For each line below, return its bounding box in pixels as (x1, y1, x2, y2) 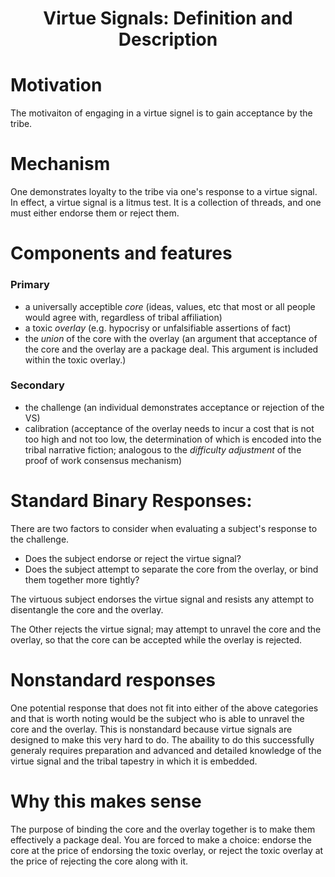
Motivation (10, 74, 103, 97)
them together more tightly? (24, 573, 140, 586)
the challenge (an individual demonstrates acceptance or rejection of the (24, 401, 325, 413)
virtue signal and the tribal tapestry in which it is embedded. (10, 755, 258, 767)
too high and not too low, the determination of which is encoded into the (24, 433, 322, 445)
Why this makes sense (10, 790, 202, 812)
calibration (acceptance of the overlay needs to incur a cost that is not (24, 422, 315, 434)
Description (118, 28, 218, 51)
